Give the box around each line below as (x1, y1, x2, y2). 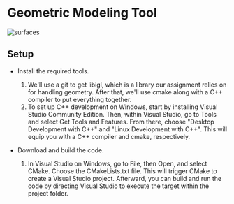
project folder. (27, 189, 68, 197)
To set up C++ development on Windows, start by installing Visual (27, 103, 218, 111)
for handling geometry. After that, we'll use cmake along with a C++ (27, 87, 223, 96)
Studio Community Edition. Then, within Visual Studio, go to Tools (27, 110, 217, 118)
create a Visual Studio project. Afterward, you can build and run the (27, 174, 222, 182)
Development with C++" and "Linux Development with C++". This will (27, 124, 228, 133)
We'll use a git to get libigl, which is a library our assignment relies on (27, 80, 227, 89)
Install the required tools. (17, 66, 89, 75)
